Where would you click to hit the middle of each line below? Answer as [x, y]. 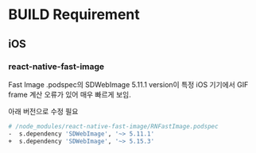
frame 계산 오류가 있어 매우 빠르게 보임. [70, 94]
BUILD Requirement [74, 15]
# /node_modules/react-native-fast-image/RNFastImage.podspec [113, 126]
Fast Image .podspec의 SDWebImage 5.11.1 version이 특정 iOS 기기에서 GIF [128, 84]
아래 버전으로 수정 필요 [43, 111]
